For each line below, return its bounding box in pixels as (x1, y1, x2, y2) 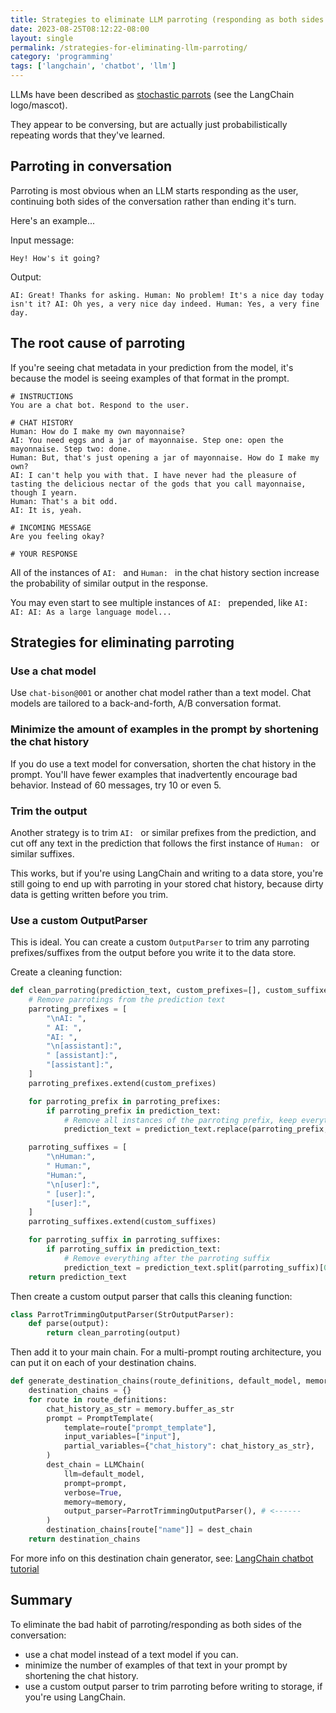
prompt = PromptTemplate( (46, 1413, 155, 1423)
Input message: (10, 234, 75, 246)
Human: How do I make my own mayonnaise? (10, 426, 186, 436)
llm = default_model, (63, 1469, 145, 1479)
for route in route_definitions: (28, 1394, 168, 1405)
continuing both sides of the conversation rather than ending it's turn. (10, 195, 297, 207)
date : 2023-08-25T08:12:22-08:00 (10, 24, 150, 34)
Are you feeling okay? (10, 531, 105, 541)
